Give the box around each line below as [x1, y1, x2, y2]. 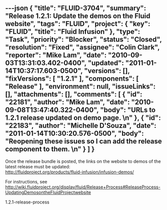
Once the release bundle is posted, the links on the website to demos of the [5, 158, 161, 164]
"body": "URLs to [99, 106, 156, 114]
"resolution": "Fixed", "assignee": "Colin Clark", [5, 43, 160, 52]
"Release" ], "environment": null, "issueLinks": [5, 82, 156, 91]
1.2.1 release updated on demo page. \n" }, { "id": [5, 114, 161, 122]
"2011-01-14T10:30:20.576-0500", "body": [5, 129, 144, 138]
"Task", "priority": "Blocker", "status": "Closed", [5, 35, 162, 44]
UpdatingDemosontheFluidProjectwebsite [5, 189, 91, 195]
